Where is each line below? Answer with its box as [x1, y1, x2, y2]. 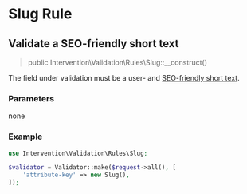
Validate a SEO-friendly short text [8, 37, 179, 50]
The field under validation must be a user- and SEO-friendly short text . [8, 73, 241, 82]
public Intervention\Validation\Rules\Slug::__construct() [27, 57, 208, 67]
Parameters [8, 93, 54, 104]
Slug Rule [8, 5, 73, 23]
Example [8, 131, 43, 142]
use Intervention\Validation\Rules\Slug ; [8, 149, 148, 157]
